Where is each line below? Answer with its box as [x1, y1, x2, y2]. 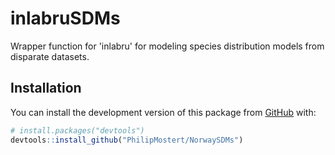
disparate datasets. [10, 50, 90, 62]
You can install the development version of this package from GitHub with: [10, 106, 317, 118]
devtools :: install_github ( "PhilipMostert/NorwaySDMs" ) [10, 135, 244, 145]
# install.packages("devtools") [10, 125, 145, 136]
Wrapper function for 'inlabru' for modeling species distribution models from [10, 40, 325, 52]
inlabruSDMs [10, 7, 121, 30]
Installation [10, 80, 82, 97]
